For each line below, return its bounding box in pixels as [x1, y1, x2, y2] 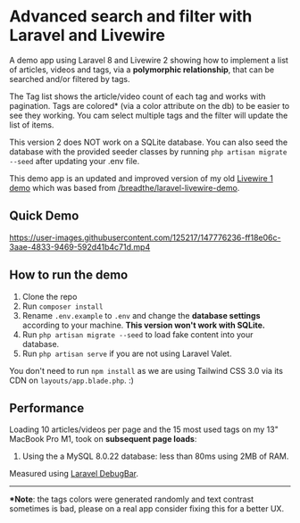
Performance [9, 400, 85, 416]
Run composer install [21, 301, 104, 311]
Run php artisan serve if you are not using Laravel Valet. [21, 348, 232, 359]
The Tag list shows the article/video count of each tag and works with [9, 91, 266, 102]
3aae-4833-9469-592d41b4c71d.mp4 [9, 241, 151, 252]
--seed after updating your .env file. [9, 155, 140, 166]
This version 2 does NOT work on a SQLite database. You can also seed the [9, 137, 288, 147]
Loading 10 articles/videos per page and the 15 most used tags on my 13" [9, 424, 279, 435]
